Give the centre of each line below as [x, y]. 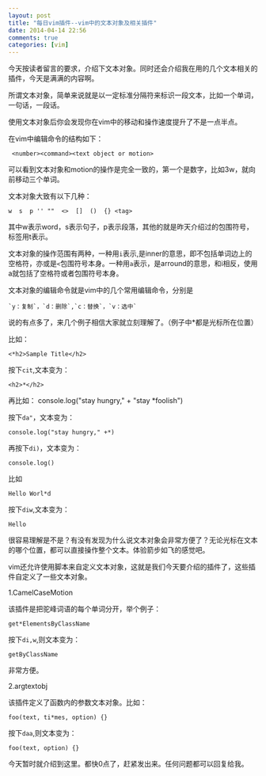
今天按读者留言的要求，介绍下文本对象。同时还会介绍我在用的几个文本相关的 [133, 69]
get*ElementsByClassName [49, 624]
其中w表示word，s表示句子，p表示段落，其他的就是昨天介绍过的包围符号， [131, 227]
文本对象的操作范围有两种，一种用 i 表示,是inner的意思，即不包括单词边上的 [130, 253]
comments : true [33, 38]
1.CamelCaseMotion [41, 593]
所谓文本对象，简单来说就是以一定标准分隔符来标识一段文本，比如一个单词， [133, 95]
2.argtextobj [28, 687]
